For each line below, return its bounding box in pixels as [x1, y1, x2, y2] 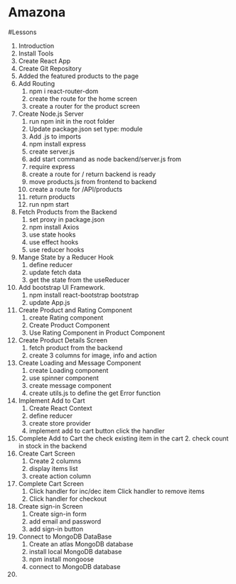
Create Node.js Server [18, 109, 84, 118]
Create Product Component [28, 320, 110, 329]
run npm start [28, 200, 70, 208]
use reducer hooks [28, 245, 85, 254]
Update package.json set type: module [28, 124, 143, 133]
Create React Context [28, 404, 92, 412]
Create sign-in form [28, 509, 87, 518]
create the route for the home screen [28, 94, 137, 103]
